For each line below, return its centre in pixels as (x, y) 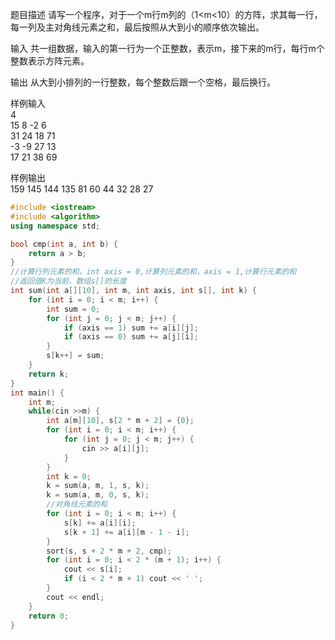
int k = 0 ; (69, 476)
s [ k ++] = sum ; (75, 356)
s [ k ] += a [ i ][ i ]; (100, 523)
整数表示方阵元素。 (50, 61)
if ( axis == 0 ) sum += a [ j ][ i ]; (131, 337)
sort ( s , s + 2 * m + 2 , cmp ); (109, 551)
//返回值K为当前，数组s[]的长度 (68, 281)
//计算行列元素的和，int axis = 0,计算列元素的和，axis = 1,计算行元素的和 (153, 272)
